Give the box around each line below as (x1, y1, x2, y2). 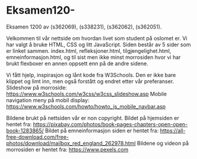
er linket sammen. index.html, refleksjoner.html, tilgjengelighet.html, (6, 47, 171, 54)
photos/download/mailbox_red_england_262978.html (6, 139, 136, 147)
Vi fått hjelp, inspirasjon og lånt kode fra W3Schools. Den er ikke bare (6, 71, 176, 78)
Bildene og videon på (136, 139, 189, 147)
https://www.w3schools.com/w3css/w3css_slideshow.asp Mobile (6, 90, 167, 97)
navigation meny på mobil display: (6, 96, 90, 104)
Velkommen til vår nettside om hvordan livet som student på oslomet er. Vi (6, 34, 188, 42)
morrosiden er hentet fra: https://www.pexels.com (6, 146, 129, 153)
